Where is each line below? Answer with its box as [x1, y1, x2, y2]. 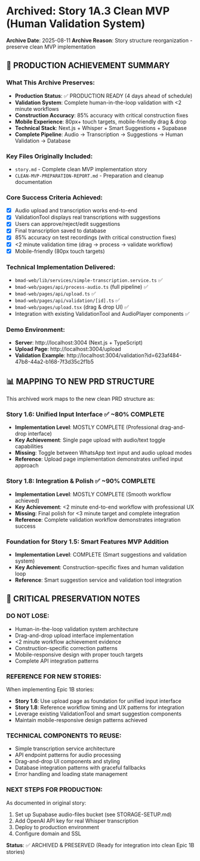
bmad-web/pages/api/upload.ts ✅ [14, 289, 97, 297]
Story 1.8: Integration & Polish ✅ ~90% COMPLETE [6, 477, 156, 485]
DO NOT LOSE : [6, 612, 50, 620]
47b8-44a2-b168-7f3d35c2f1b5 [14, 358, 94, 365]
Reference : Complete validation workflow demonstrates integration [14, 516, 181, 523]
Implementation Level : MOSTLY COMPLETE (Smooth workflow [14, 490, 171, 498]
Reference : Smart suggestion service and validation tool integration [14, 576, 182, 584]
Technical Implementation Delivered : [6, 262, 115, 271]
